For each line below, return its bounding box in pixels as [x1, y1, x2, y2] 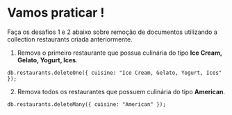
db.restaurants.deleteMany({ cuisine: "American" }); [7, 100, 167, 108]
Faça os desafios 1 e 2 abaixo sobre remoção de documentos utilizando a [7, 28, 217, 36]
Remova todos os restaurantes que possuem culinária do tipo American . [17, 87, 226, 96]
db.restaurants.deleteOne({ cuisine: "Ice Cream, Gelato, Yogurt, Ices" [7, 69, 222, 76]
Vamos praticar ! [7, 5, 105, 21]
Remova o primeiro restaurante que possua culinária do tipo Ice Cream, [17, 48, 222, 57]
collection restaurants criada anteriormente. [7, 35, 133, 43]
